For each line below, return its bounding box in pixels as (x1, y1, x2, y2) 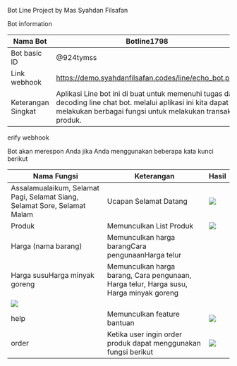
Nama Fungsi (32, 171, 79, 181)
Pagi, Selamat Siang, (11, 192, 79, 202)
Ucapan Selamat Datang (107, 197, 188, 206)
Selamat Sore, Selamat (11, 201, 86, 210)
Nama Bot (13, 37, 47, 46)
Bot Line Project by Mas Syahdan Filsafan (7, 6, 128, 14)
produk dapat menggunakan (107, 338, 201, 348)
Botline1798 (126, 37, 169, 46)
